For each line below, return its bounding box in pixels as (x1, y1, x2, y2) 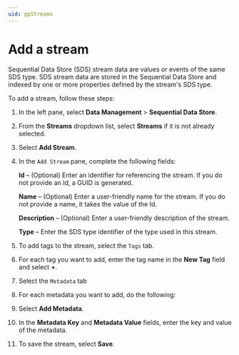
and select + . (18, 262, 58, 271)
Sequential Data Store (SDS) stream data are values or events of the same (8, 65, 225, 74)
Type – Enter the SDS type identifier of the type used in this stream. (18, 227, 218, 236)
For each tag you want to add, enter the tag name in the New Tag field (18, 255, 225, 264)
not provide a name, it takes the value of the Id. (18, 199, 158, 208)
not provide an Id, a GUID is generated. (18, 178, 133, 186)
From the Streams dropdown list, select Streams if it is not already (18, 121, 215, 130)
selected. (18, 129, 46, 138)
